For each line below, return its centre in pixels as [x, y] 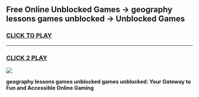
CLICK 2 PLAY [27, 58]
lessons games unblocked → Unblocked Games [96, 19]
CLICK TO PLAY [29, 36]
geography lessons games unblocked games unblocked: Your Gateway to [99, 81]
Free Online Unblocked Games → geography [89, 10]
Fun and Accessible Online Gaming [50, 88]
